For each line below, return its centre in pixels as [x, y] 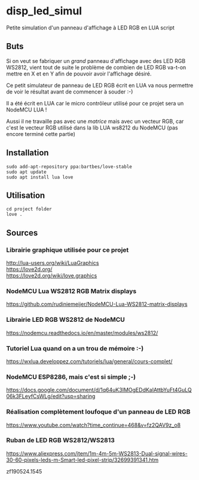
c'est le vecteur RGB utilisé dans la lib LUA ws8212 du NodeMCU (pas [92, 128]
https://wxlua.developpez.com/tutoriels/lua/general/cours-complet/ [89, 361]
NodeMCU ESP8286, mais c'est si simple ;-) [71, 377]
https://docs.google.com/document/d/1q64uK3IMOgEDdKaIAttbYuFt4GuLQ [99, 390]
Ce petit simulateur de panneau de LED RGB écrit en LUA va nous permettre [100, 85]
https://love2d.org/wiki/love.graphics [52, 276]
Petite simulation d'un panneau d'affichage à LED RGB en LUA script [91, 28]
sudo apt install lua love [40, 177]
